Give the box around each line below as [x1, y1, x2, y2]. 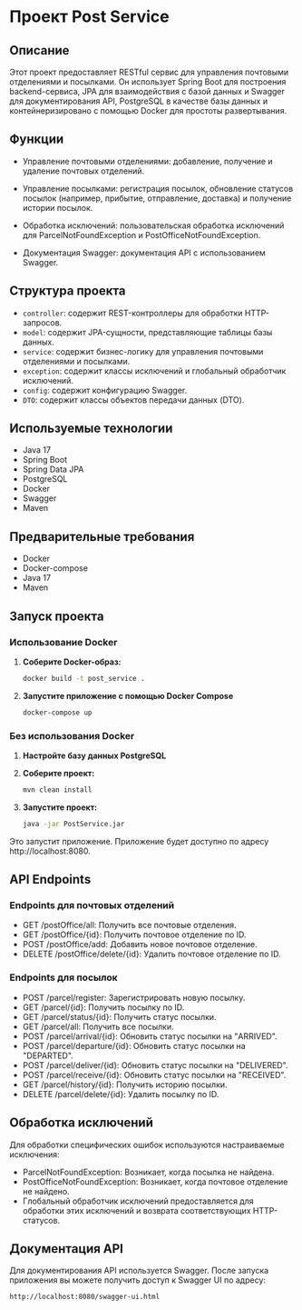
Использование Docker [9, 635, 118, 648]
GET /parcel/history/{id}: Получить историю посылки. [22, 1079, 229, 1090]
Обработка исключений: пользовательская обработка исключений [22, 220, 285, 231]
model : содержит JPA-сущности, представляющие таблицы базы [22, 326, 273, 337]
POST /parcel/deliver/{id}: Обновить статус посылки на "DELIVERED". [22, 1059, 288, 1070]
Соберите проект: [22, 767, 95, 778]
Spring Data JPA [22, 464, 84, 475]
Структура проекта [9, 284, 126, 299]
